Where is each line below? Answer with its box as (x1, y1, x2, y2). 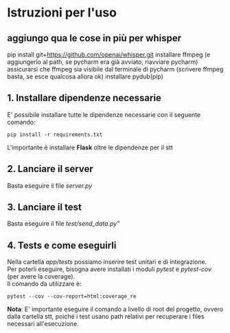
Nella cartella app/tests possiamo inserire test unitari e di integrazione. (7, 258, 207, 266)
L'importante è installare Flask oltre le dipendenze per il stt (7, 143, 173, 151)
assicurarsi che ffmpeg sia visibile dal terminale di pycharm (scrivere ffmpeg (7, 65, 224, 73)
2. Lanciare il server (7, 163, 94, 175)
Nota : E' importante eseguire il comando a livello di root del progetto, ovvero (7, 305, 224, 314)
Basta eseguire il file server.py (7, 181, 93, 190)
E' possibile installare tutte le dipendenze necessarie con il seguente (7, 110, 201, 118)
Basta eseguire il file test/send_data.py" (7, 219, 120, 228)
